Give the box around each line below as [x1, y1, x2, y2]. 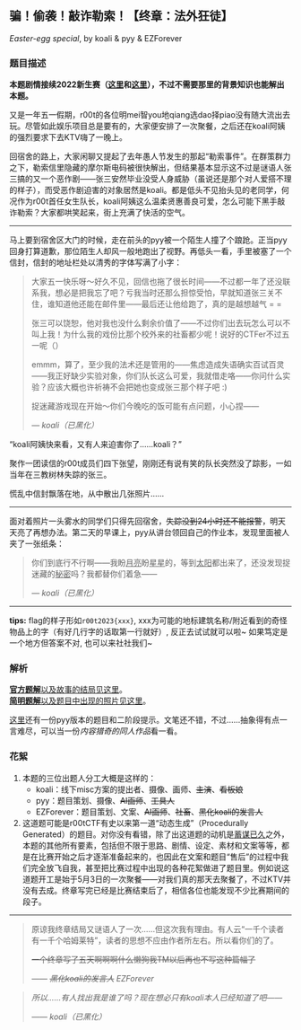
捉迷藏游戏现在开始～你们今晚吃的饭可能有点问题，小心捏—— [30, 401, 260, 411]
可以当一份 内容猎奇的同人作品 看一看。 [39, 726, 182, 736]
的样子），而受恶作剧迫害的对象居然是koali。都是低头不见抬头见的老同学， [9, 185, 282, 196]
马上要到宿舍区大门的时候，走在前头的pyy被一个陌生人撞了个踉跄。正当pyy [9, 234, 288, 245]
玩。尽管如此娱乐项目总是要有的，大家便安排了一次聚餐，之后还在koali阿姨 [9, 120, 286, 132]
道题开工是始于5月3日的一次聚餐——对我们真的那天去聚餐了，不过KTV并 [21, 874, 291, 885]
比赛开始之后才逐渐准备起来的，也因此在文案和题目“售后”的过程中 [38, 851, 281, 862]
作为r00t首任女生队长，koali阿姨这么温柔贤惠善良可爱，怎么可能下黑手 [16, 196, 278, 207]
